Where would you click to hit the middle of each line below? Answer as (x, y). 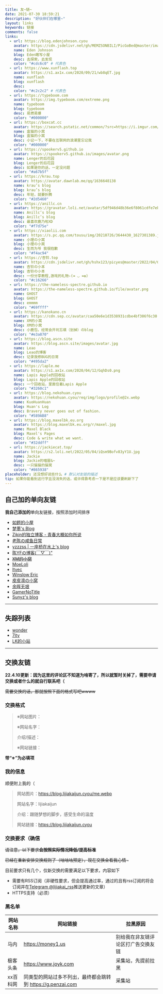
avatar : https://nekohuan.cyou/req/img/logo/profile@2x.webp (77, 398)
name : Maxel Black (32, 429)
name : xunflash (29, 77)
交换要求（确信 (23, 838)
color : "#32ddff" (31, 443)
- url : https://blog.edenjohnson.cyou (49, 41)
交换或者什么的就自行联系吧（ (35, 681)
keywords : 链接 (20, 28)
